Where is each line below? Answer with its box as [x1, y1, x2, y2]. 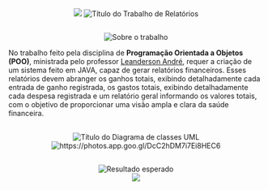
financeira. [8, 109, 45, 119]
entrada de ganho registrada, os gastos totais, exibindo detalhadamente [8, 83, 249, 93]
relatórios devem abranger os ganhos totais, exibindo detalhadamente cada [8, 74, 261, 84]
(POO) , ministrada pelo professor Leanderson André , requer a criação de [8, 57, 253, 67]
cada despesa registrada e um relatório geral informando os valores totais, [8, 91, 257, 101]
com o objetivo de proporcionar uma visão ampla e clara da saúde [8, 100, 229, 110]
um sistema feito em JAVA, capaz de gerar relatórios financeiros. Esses [8, 65, 247, 76]
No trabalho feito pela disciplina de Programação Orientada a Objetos [8, 48, 244, 58]
